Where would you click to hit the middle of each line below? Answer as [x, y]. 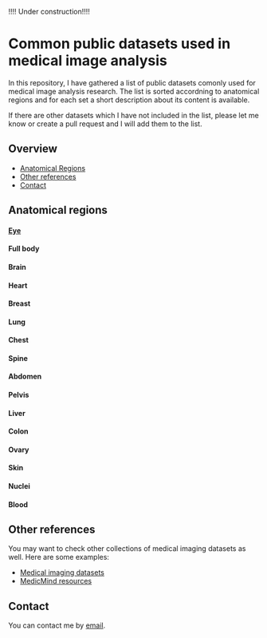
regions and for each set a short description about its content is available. [129, 100]
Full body [24, 249]
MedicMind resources [56, 581]
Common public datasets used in [120, 44]
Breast [20, 303]
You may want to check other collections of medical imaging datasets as [127, 549]
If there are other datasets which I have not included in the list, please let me [133, 115]
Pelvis [19, 395]
